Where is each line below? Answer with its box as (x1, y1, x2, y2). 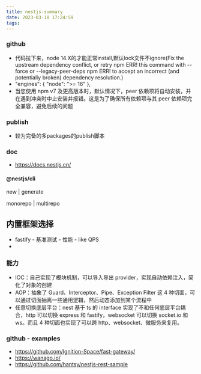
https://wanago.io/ (14, 354, 61, 361)
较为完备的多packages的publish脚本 (14, 132, 105, 139)
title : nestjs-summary (6, 8, 63, 15)
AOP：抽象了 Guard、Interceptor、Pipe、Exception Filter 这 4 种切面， (14, 289, 190, 296)
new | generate (6, 188, 44, 195)
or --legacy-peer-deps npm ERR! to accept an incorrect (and (29, 67, 180, 75)
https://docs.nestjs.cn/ (14, 161, 71, 168)
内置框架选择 (6, 219, 54, 229)
